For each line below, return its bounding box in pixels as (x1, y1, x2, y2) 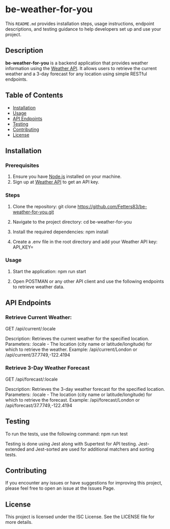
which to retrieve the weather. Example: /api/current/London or (5, 346, 137, 352)
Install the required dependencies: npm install (12, 229, 108, 235)
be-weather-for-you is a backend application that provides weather (5, 60, 149, 66)
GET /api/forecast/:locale (5, 376, 58, 382)
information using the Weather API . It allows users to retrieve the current (5, 65, 157, 71)
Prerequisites (5, 162, 39, 169)
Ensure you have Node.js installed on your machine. (12, 173, 122, 180)
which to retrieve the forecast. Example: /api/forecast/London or (5, 396, 140, 403)
